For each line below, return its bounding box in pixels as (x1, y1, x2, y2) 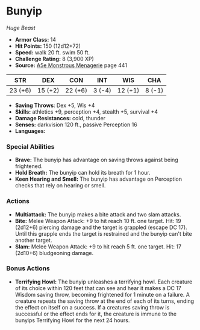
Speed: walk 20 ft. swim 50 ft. (14, 48, 90, 56)
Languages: (14, 127, 46, 134)
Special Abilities (6, 142, 55, 150)
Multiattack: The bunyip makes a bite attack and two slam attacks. (14, 210, 181, 218)
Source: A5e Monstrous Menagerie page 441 (14, 62, 128, 69)
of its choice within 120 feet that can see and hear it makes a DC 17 (14, 284, 182, 291)
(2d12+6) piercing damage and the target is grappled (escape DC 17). (14, 224, 188, 231)
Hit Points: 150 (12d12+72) (14, 42, 81, 50)
